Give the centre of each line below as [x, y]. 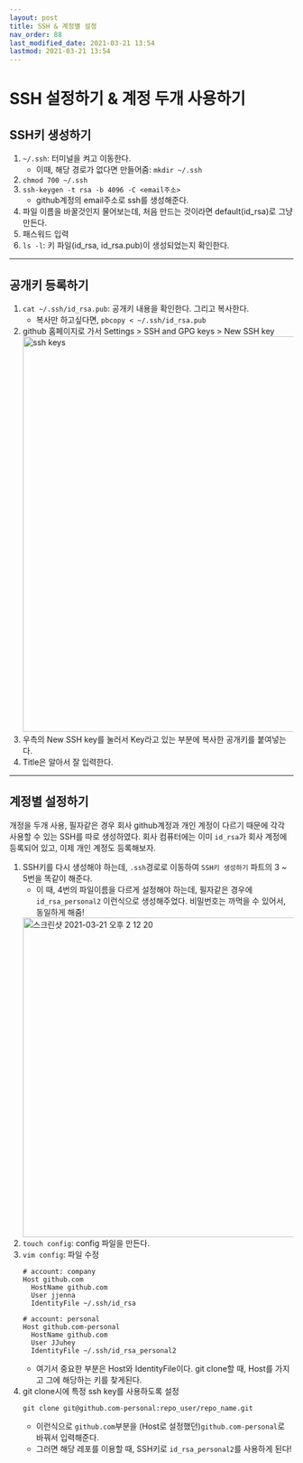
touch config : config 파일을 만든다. [86, 1243]
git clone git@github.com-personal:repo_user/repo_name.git [138, 1408]
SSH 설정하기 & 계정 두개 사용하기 [128, 99]
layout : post [34, 18]
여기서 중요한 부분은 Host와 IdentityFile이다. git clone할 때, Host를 [154, 1368]
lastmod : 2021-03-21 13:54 [60, 52]
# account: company [59, 1271]
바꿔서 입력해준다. [67, 1437]
